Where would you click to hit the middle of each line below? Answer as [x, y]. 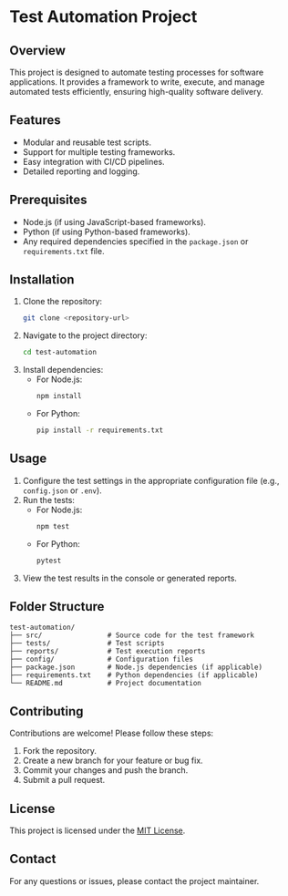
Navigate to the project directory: [85, 335]
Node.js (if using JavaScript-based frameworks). [114, 221]
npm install [59, 397]
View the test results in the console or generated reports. [129, 578]
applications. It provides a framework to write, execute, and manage [137, 82]
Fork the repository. [60, 751]
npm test [53, 526]
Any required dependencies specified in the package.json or [135, 241]
